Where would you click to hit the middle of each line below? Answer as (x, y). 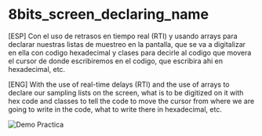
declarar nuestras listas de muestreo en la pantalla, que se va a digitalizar (127, 44)
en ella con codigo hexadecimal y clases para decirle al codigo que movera (130, 52)
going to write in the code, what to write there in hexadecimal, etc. (115, 109)
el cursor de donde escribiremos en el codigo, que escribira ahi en (116, 61)
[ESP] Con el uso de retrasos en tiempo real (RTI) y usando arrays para (123, 36)
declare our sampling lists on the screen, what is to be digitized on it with (126, 92)
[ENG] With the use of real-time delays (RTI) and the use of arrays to (119, 84)
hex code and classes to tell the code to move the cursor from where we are (131, 101)
